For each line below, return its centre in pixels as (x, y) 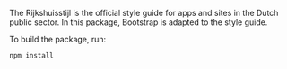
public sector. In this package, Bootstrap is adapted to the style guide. (139, 22)
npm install (31, 56)
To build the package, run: (58, 39)
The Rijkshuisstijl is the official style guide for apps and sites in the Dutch (144, 13)
